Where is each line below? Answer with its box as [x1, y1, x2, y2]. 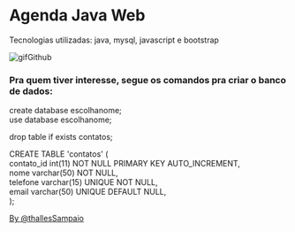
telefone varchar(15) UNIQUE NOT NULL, [9, 177, 158, 188]
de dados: [9, 85, 53, 97]
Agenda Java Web [9, 5, 146, 26]
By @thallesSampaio [9, 213, 85, 224]
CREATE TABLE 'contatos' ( [9, 149, 109, 159]
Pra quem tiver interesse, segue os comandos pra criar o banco [9, 73, 287, 86]
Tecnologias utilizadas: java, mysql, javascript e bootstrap [9, 35, 219, 45]
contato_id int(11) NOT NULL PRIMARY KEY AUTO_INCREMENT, [9, 159, 241, 169]
